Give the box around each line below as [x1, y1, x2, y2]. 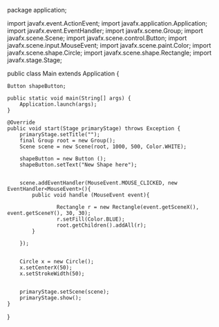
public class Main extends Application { [7, 69, 120, 77]
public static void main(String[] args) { [7, 95, 131, 102]
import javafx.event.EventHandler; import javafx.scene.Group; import [7, 27, 204, 35]
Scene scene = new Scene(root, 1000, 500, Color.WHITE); [19, 143, 187, 150]
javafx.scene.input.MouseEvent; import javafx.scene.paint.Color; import [7, 41, 211, 49]
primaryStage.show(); [19, 295, 82, 301]
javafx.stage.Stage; [7, 56, 62, 64]
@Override [7, 119, 36, 126]
